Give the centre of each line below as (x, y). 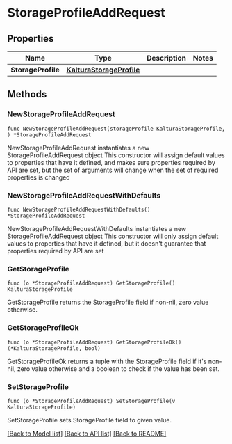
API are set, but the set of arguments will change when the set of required (113, 170)
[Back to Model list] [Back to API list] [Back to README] (87, 434)
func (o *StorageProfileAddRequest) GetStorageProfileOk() (94, 342)
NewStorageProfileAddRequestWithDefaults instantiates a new (97, 228)
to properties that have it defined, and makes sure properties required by (111, 162)
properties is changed (39, 177)
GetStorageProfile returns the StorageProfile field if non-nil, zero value (108, 302)
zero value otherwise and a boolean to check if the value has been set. (118, 368)
